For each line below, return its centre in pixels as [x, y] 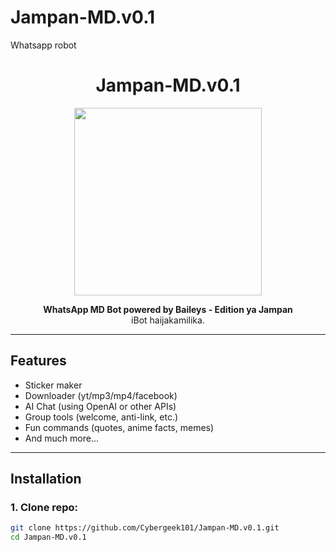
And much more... [61, 438]
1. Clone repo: [44, 507]
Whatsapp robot [43, 45]
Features [38, 361]
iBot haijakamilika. [168, 320]
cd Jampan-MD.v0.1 [48, 537]
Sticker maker [53, 385]
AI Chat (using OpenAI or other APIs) [100, 406]
